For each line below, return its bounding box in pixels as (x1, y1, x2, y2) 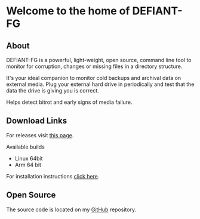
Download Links (6, 116, 67, 126)
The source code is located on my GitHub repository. (6, 206, 136, 213)
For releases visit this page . (6, 131, 74, 138)
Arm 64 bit (14, 161, 42, 168)
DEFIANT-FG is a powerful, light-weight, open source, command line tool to (6, 57, 192, 63)
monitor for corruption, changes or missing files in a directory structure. (6, 63, 183, 70)
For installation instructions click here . (6, 172, 100, 180)
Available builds (6, 143, 45, 150)
